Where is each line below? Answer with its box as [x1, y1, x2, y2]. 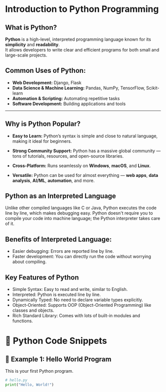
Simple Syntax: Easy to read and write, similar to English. [12, 286, 128, 292]
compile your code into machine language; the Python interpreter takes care [5, 216, 161, 222]
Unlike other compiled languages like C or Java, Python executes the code [5, 205, 157, 211]
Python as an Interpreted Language [5, 192, 116, 200]
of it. [5, 221, 15, 226]
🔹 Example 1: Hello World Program [5, 355, 112, 363]
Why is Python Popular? [5, 120, 81, 128]
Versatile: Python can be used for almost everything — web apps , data [12, 172, 159, 178]
